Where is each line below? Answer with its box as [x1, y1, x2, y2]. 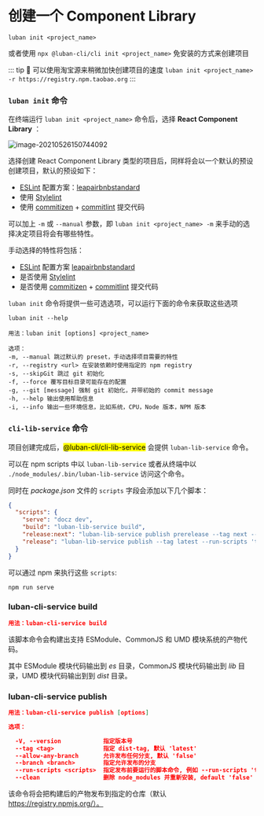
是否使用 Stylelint [19, 272, 76, 281]
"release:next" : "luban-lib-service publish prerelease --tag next [22, 531, 247, 538]
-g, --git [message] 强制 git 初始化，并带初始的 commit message [8, 387, 214, 395]
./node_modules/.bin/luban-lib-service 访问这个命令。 [8, 469, 189, 478]
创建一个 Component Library [8, 7, 196, 25]
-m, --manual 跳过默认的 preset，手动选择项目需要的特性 [8, 353, 178, 362]
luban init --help [8, 314, 68, 322]
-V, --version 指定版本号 [15, 737, 133, 745]
